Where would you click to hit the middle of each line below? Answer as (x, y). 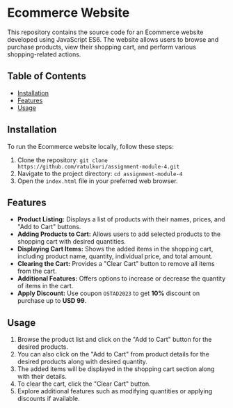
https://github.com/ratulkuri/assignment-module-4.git (98, 166)
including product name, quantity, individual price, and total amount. (115, 256)
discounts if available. (48, 399)
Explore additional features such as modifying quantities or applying (115, 391)
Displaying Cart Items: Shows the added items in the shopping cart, (115, 249)
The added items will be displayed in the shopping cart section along (116, 369)
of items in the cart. (45, 286)
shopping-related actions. (44, 54)
